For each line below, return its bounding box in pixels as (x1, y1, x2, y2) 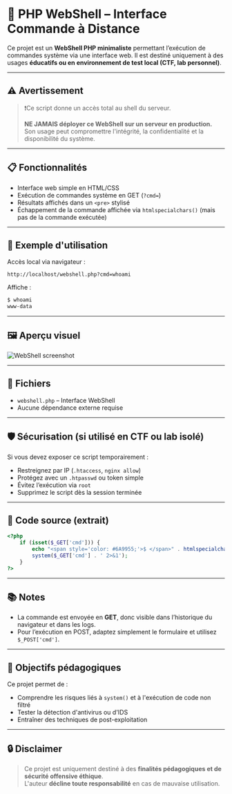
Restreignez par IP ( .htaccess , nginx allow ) (17, 466, 142, 474)
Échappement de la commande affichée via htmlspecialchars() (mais (17, 205, 215, 214)
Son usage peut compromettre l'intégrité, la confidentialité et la (23, 127, 204, 135)
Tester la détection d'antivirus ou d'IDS (17, 708, 128, 717)
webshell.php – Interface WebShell (17, 396, 115, 404)
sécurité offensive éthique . (23, 772, 104, 780)
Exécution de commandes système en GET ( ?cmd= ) (17, 191, 162, 199)
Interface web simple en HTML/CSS (17, 183, 119, 192)
